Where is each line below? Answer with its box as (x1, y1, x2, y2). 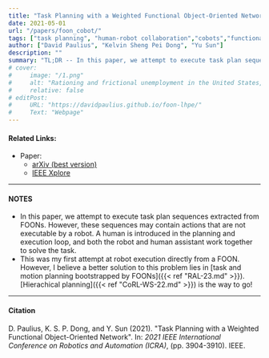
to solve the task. (19, 246, 78, 255)
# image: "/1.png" (8, 71, 84, 79)
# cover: (8, 64, 38, 72)
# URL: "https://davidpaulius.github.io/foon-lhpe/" (8, 101, 203, 109)
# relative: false (8, 86, 84, 95)
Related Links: (8, 133, 57, 143)
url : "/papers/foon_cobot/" (8, 26, 102, 34)
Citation (8, 306, 36, 315)
